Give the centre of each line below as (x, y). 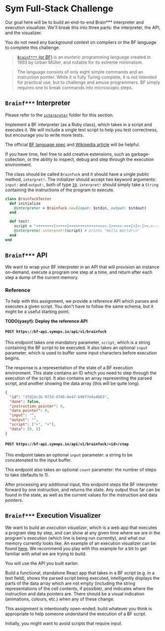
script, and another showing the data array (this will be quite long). (73, 383)
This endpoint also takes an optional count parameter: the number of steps (81, 469)
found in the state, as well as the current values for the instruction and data (81, 495)
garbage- (141, 154)
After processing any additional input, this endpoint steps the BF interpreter (82, 484)
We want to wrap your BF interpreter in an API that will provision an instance (82, 267)
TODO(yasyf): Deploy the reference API (46, 321)
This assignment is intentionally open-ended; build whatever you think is (79, 608)
